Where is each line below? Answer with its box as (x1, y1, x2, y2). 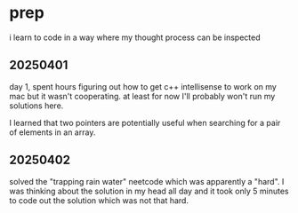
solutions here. (9, 100, 64, 111)
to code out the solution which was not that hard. (9, 194, 189, 206)
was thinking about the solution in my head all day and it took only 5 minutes (9, 185, 289, 196)
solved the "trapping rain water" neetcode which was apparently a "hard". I (9, 176, 285, 186)
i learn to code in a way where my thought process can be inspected (9, 32, 261, 43)
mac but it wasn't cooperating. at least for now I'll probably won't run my (9, 91, 276, 101)
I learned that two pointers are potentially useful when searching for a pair (9, 117, 281, 128)
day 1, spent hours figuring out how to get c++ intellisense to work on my (9, 81, 278, 91)
